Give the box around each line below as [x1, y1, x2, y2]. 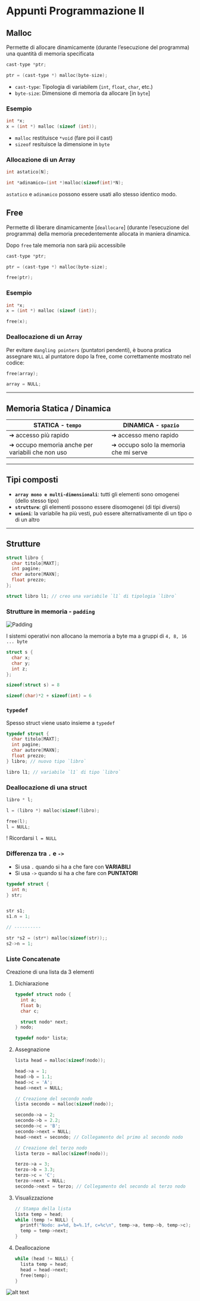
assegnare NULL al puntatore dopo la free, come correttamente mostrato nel [6, 353, 192, 360]
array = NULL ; [6, 381, 42, 387]
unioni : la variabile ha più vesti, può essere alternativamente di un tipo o [14, 509, 192, 517]
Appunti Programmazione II [6, 4, 145, 18]
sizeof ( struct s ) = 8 [6, 682, 60, 688]
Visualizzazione [14, 1194, 54, 1201]
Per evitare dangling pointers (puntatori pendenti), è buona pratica [6, 346, 171, 353]
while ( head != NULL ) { [14, 1256, 74, 1262]
